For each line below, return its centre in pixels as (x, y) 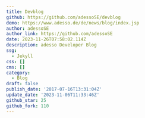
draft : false (22, 84)
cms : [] (16, 67)
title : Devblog (25, 12)
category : (18, 73)
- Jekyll (22, 56)
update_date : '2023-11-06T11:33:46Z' (53, 95)
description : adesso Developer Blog (51, 45)
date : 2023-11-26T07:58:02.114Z (46, 39)
